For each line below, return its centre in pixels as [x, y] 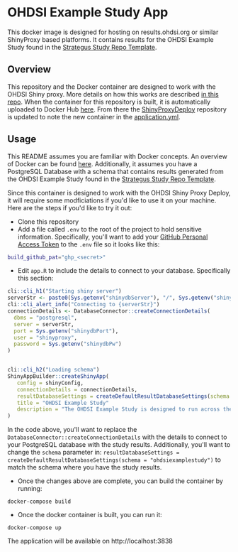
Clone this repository [48, 222]
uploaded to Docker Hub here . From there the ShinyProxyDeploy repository [117, 109]
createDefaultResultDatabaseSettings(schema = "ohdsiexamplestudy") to [114, 460]
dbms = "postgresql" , [46, 318]
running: [30, 489]
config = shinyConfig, [50, 383]
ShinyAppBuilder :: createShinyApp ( [58, 377]
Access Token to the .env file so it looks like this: [89, 244]
